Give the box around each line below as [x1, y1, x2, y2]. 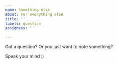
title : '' [5, 16, 26, 21]
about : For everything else [5, 12, 64, 17]
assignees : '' [5, 26, 35, 31]
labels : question [5, 21, 41, 26]
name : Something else [5, 7, 50, 12]
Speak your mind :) [5, 53, 44, 60]
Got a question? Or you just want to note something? [5, 44, 113, 50]
